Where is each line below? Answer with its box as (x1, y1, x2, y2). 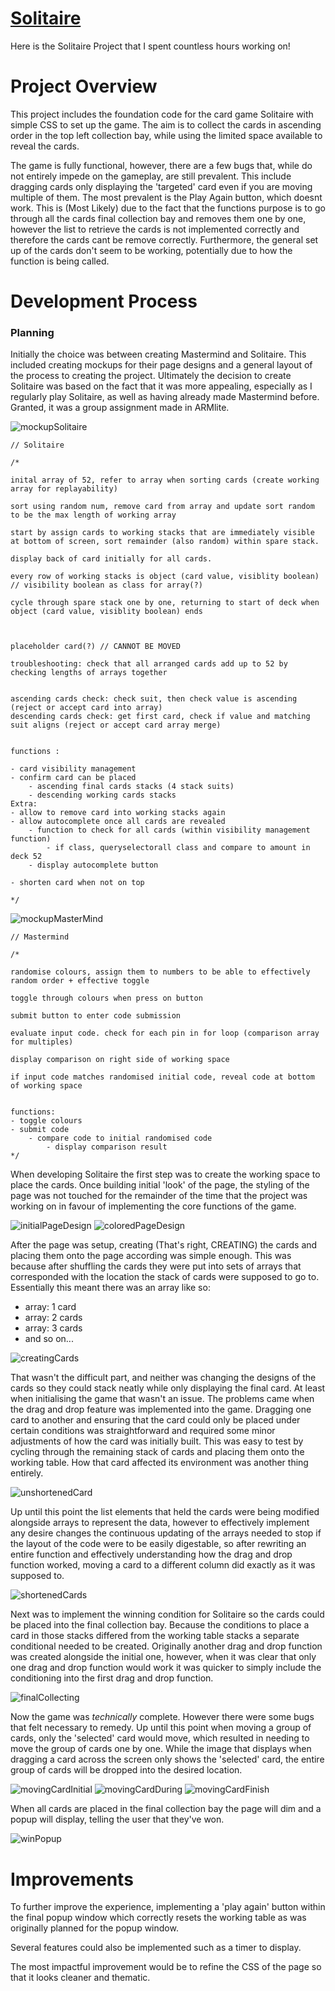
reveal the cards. (10, 140, 80, 152)
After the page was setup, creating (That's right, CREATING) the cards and (10, 1239, 318, 1251)
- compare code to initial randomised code (28, 1133, 213, 1144)
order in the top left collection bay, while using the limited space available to (10, 129, 323, 141)
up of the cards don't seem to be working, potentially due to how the (10, 244, 293, 256)
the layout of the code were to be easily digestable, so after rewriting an (10, 1538, 307, 1550)
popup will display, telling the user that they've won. (10, 1813, 225, 1826)
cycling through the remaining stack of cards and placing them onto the (10, 1446, 305, 1458)
